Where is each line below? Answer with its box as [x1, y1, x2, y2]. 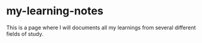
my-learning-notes [6, 4, 104, 18]
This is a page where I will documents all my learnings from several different [6, 24, 197, 31]
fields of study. [6, 30, 44, 37]
